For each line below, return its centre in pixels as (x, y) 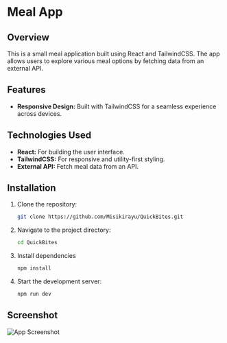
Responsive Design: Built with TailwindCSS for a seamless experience (117, 106)
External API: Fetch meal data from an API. (78, 166)
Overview (28, 37)
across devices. (39, 113)
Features (26, 90)
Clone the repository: (47, 204)
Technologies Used (49, 135)
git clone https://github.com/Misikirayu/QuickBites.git (100, 217)
